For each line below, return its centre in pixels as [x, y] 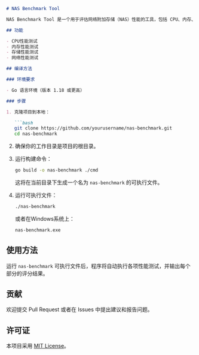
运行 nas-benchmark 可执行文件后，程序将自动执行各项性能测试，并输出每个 [98, 266]
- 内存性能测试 [22, 47]
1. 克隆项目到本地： [28, 112]
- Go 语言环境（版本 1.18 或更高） [45, 90]
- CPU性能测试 [22, 41]
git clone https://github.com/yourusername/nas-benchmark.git [93, 128]
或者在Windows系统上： [45, 218]
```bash [24, 123]
